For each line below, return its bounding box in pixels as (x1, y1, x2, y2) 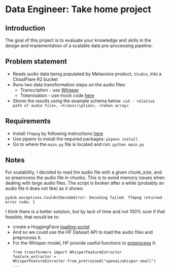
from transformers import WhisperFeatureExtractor (12, 250, 122, 255)
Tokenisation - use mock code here (20, 92, 95, 98)
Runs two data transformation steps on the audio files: (12, 81, 126, 87)
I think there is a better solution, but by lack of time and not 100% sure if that (5, 209, 165, 215)
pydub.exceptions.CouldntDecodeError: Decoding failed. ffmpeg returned (5, 195, 162, 200)
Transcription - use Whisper (20, 87, 79, 93)
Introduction (5, 24, 46, 32)
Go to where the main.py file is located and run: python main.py (12, 141, 145, 147)
